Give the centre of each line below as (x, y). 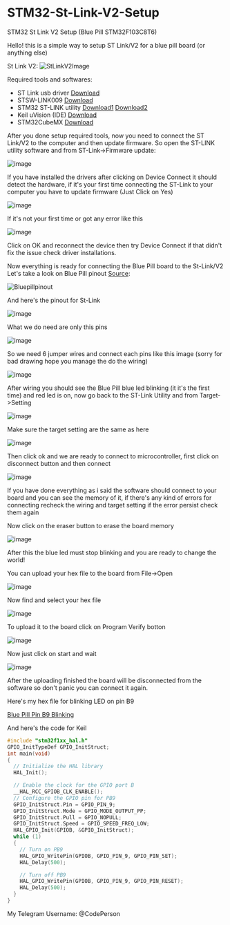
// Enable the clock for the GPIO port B (74, 785)
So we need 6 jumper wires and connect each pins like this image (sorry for (115, 353)
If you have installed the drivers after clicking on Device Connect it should (112, 177)
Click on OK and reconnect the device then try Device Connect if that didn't (115, 245)
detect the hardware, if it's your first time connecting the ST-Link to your (110, 184)
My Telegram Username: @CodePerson (64, 913)
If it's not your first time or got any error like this (75, 218)
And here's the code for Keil (47, 728)
